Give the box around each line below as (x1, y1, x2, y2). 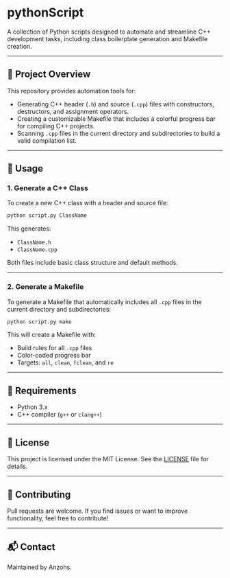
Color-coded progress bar (16, 351, 91, 360)
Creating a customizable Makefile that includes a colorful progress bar (16, 115, 216, 123)
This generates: (7, 224, 51, 233)
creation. (7, 42, 32, 50)
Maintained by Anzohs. (7, 563, 72, 571)
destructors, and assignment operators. (16, 107, 129, 115)
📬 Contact (7, 541, 55, 553)
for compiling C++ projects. (16, 122, 95, 130)
